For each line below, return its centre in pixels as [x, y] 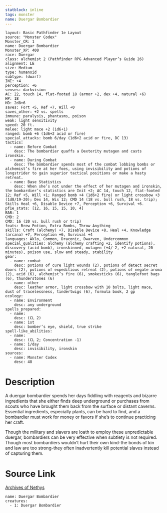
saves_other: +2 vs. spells [34, 112]
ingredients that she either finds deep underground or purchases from [77, 401]
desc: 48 [23, 362]
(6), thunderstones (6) [30, 279]
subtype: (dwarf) [23, 77]
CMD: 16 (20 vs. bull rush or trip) [43, 222]
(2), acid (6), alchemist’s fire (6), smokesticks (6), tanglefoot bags [82, 274]
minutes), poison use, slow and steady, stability [59, 252]
